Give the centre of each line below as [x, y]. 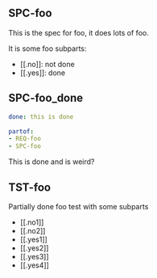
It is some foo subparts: [48, 48]
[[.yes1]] [34, 239]
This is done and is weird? [52, 162]
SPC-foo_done [46, 98]
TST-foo [29, 187]
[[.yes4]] [35, 265]
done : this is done [41, 116]
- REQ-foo [25, 139]
